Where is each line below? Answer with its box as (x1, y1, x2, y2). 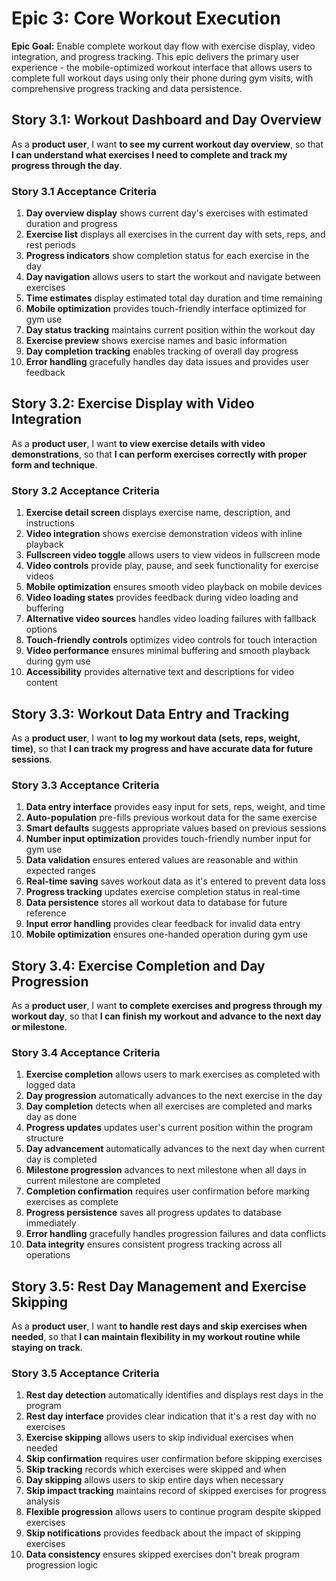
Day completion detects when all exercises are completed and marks (25, 1100, 313, 1112)
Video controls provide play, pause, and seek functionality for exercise (25, 560, 319, 572)
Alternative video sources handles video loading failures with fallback (25, 613, 317, 625)
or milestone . (11, 1021, 68, 1033)
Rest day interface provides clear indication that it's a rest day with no (25, 1410, 317, 1422)
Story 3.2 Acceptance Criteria (11, 483, 160, 497)
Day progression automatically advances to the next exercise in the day (25, 1090, 323, 1102)
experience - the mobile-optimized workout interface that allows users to (11, 61, 313, 73)
